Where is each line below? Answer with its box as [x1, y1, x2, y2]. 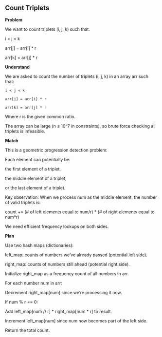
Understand [5, 64, 30, 70]
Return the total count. [5, 327, 50, 333]
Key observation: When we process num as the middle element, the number [5, 194, 157, 200]
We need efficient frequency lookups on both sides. [5, 224, 109, 229]
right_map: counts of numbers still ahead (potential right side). [5, 261, 130, 267]
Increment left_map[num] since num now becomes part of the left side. [5, 318, 147, 323]
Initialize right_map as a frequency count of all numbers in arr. [5, 270, 129, 277]
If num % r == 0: [5, 299, 38, 305]
